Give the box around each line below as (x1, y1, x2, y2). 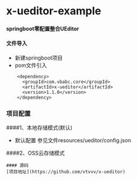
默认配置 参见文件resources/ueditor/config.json (14, 137, 132, 144)
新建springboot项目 (14, 54, 63, 61)
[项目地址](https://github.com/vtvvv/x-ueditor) (6, 169, 126, 175)
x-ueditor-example (6, 4, 101, 18)
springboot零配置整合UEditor (6, 25, 79, 32)
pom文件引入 (14, 62, 48, 69)
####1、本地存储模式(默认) (6, 124, 73, 131)
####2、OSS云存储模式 (6, 149, 65, 157)
